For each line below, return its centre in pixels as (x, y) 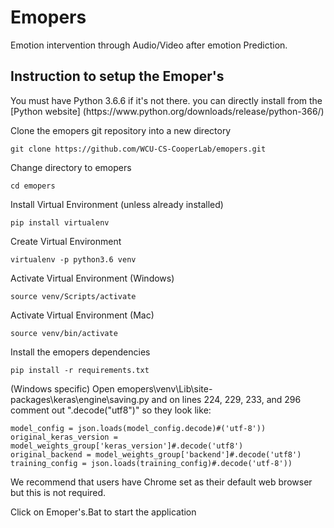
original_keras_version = (64, 437)
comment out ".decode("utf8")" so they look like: (111, 410)
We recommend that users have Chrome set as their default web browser (161, 482)
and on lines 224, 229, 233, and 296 (226, 399)
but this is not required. (58, 492)
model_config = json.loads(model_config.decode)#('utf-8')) (138, 428)
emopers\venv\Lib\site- (164, 388)
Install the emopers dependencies (80, 352)
